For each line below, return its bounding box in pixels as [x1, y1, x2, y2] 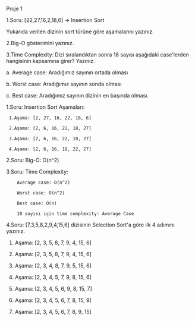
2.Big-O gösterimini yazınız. [6, 40, 74, 46]
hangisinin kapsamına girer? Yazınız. [6, 58, 95, 64]
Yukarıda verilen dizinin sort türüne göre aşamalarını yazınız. [6, 28, 154, 35]
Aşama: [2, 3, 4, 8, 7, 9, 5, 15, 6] [14, 262, 92, 269]
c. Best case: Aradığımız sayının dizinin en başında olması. [6, 92, 149, 99]
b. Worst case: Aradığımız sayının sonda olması [6, 80, 122, 87]
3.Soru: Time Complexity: [6, 168, 68, 175]
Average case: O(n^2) [17, 180, 70, 185]
